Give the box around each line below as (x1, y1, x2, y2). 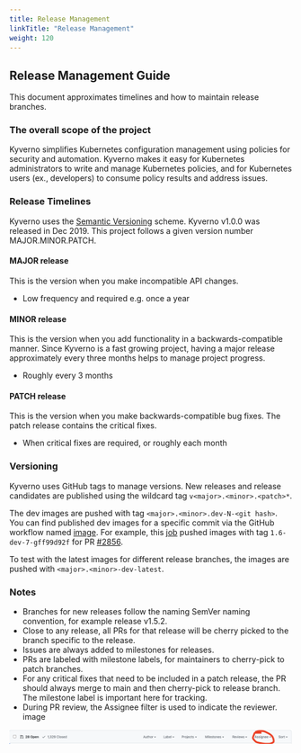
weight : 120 (9, 33, 54, 42)
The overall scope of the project (9, 124, 151, 137)
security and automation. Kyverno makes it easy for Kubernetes (9, 154, 245, 165)
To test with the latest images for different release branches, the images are (9, 553, 290, 564)
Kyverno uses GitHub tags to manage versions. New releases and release (9, 480, 281, 491)
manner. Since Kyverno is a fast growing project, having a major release (9, 343, 276, 354)
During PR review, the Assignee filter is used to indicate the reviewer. (22, 702, 278, 713)
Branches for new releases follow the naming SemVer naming (22, 605, 251, 616)
